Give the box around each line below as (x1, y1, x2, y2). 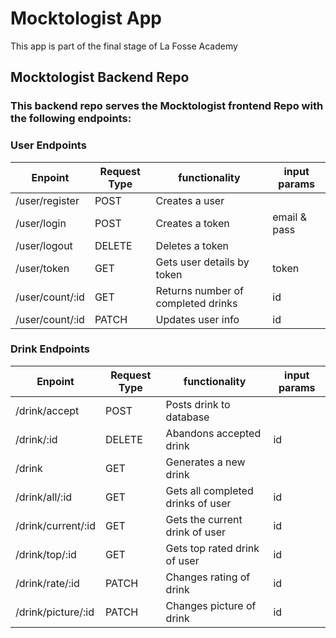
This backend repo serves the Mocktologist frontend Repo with (10, 99, 324, 113)
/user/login (15, 216, 67, 230)
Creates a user (155, 193, 225, 207)
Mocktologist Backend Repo (10, 69, 190, 86)
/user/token (15, 261, 70, 275)
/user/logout (15, 238, 73, 252)
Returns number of (155, 283, 245, 297)
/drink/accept (15, 403, 80, 417)
